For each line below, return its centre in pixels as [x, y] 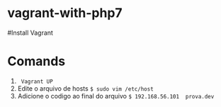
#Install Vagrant [30, 33]
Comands [36, 61]
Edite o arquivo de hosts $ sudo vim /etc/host [85, 88]
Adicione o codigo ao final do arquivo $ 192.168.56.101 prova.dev [116, 96]
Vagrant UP [37, 81]
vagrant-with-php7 [65, 13]
